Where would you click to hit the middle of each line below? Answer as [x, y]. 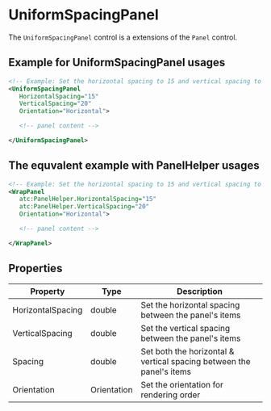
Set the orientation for [182, 384]
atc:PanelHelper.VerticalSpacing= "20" [84, 207]
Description [200, 291]
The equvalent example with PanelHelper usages [134, 166]
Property [48, 291]
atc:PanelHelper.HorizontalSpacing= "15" [88, 199]
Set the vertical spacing [186, 328]
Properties [35, 268]
